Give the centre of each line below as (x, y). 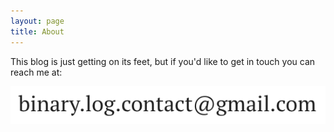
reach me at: (36, 72)
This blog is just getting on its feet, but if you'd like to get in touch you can (163, 61)
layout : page (37, 21)
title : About (37, 31)
